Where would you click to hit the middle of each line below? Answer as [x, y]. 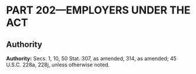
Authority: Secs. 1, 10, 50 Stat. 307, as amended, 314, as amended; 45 [91, 58]
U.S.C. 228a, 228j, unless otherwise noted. [58, 65]
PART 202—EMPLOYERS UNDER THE [98, 10]
